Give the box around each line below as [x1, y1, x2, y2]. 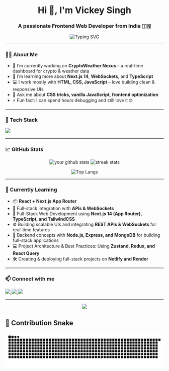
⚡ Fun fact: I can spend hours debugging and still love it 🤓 [12, 97, 133, 103]
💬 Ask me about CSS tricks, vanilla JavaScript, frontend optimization [12, 91, 158, 98]
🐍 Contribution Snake [5, 319, 74, 327]
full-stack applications [12, 237, 59, 243]
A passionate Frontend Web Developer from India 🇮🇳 [18, 23, 151, 30]
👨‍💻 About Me [5, 51, 38, 58]
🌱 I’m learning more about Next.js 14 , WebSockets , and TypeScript [12, 73, 153, 79]
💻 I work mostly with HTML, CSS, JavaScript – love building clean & [12, 79, 155, 85]
